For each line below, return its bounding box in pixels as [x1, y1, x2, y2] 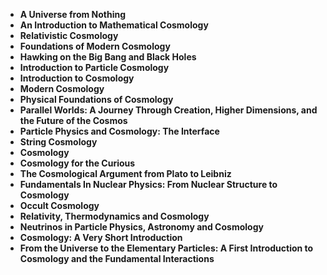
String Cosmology [19, 136, 98, 148]
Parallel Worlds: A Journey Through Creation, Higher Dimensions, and [19, 104, 318, 116]
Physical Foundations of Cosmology [19, 94, 174, 105]
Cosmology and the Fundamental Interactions [19, 253, 215, 264]
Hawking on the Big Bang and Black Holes [19, 51, 197, 63]
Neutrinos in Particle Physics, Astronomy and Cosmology [19, 221, 264, 233]
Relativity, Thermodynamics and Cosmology [19, 210, 210, 222]
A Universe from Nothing [19, 9, 127, 20]
